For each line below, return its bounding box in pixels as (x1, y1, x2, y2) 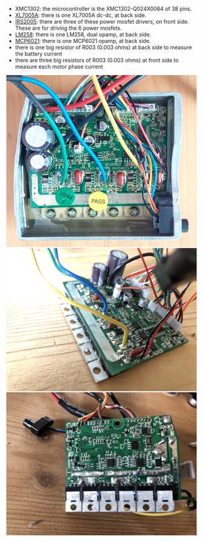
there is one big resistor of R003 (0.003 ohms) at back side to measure (14, 44, 192, 51)
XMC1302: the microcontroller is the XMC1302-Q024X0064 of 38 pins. (14, 5, 192, 12)
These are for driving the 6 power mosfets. (14, 24, 122, 31)
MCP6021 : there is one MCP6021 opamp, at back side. (14, 38, 151, 44)
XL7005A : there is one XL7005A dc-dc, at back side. (14, 12, 147, 19)
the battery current (14, 50, 62, 57)
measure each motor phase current (14, 63, 104, 70)
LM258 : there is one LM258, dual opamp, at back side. (14, 31, 152, 38)
